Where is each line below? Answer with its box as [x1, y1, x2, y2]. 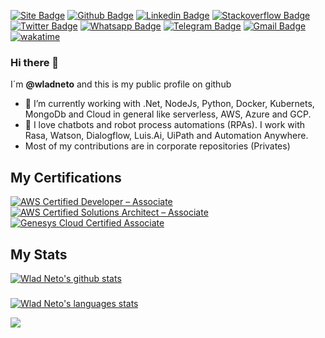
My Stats [10, 246, 68, 263]
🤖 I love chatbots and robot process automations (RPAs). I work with [24, 119, 306, 131]
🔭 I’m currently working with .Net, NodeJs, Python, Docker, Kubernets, [24, 98, 315, 110]
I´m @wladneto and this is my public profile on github [10, 78, 232, 90]
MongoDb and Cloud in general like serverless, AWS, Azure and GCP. [24, 108, 312, 120]
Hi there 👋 [10, 55, 60, 69]
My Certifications [10, 169, 122, 186]
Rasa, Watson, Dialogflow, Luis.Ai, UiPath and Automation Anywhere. [24, 130, 309, 142]
